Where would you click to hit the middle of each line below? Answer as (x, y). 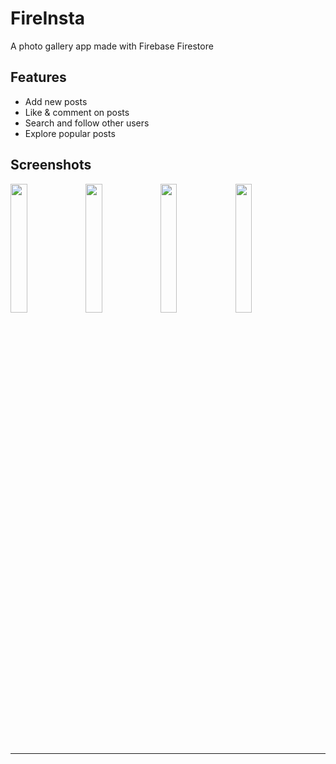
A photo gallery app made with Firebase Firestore (112, 46)
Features (38, 77)
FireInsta (48, 18)
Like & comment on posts (77, 112)
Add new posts (56, 101)
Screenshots (51, 165)
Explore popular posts (70, 133)
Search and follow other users (87, 123)
